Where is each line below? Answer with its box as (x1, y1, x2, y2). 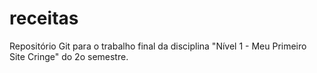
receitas (9, 7, 79, 30)
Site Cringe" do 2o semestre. (9, 50, 129, 62)
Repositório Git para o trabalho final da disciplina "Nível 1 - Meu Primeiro (9, 40, 307, 52)
